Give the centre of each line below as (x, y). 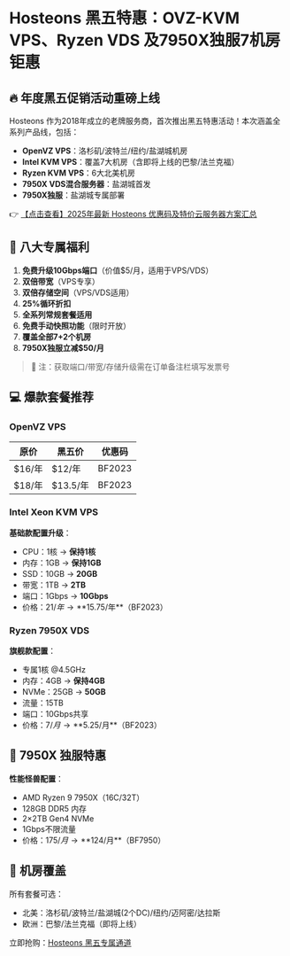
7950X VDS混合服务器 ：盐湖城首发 (86, 184)
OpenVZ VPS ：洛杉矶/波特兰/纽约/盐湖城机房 (105, 151)
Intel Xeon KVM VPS (54, 512)
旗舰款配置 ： (32, 651)
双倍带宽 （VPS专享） (61, 281)
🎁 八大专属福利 (50, 248)
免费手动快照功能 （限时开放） (76, 325)
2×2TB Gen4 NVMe (58, 818)
